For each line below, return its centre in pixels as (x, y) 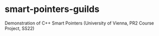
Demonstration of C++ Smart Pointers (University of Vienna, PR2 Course (79, 23)
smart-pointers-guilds (52, 9)
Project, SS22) (19, 28)
